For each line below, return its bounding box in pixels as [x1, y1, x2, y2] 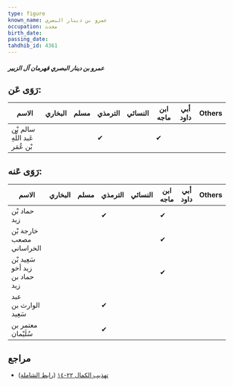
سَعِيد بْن [11, 255, 36, 264]
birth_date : [8, 29, 42, 37]
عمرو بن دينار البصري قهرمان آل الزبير [8, 64, 104, 72]
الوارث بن [11, 300, 40, 310]
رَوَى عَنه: [8, 165, 42, 177]
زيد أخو [11, 264, 32, 273]
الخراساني [11, 243, 41, 253]
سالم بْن [11, 125, 35, 134]
